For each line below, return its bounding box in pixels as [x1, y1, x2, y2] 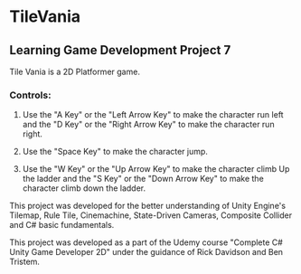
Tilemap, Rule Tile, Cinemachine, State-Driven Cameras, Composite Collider [9, 210, 293, 221]
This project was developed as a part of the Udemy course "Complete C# [9, 237, 283, 248]
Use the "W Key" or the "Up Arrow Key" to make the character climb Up [22, 164, 290, 175]
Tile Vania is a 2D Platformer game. [9, 66, 140, 77]
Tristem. [9, 256, 41, 268]
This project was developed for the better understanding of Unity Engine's [9, 201, 287, 212]
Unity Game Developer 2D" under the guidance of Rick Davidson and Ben [9, 247, 283, 258]
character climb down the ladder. [22, 183, 146, 194]
